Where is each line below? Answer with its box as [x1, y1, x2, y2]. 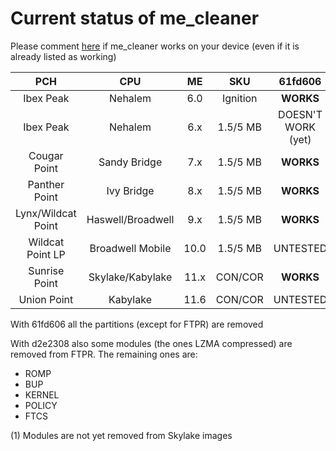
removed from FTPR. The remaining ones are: [10, 348, 198, 360]
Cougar [28, 148, 64, 162]
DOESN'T [278, 107, 323, 121]
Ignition [221, 91, 258, 105]
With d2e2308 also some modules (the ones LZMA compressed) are [10, 337, 293, 349]
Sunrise [28, 263, 65, 277]
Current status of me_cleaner [10, 7, 260, 30]
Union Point [18, 292, 74, 306]
